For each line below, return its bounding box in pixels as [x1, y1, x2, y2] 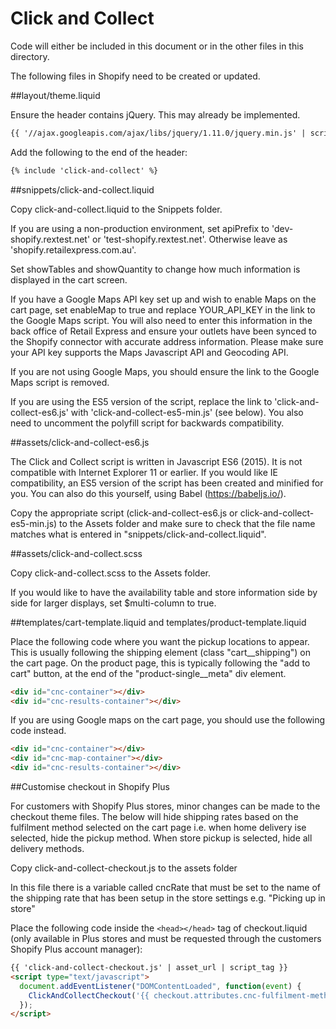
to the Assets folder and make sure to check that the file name [59, 517, 316, 529]
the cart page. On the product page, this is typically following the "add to [10, 657, 311, 669]
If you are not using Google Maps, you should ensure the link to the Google [10, 365, 320, 377]
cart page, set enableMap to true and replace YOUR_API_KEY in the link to [10, 303, 316, 316]
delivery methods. [10, 843, 85, 855]
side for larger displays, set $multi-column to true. [10, 597, 217, 609]
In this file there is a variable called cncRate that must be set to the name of [10, 882, 321, 894]
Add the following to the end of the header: [10, 146, 188, 158]
